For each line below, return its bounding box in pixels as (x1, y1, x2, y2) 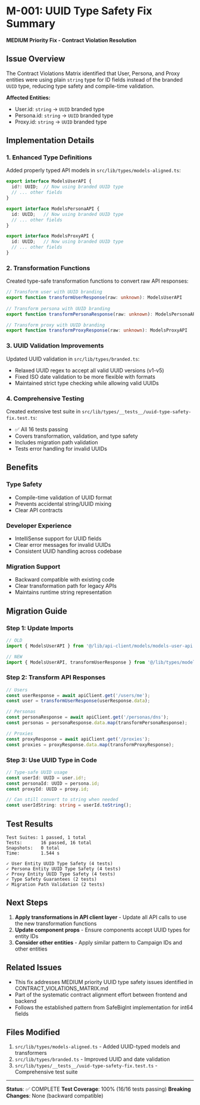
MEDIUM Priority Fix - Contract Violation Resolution (6, 36, 137, 44)
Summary (6, 17, 55, 30)
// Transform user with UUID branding (6, 289, 102, 295)
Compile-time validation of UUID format (14, 494, 112, 501)
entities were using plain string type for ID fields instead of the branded (6, 76, 183, 83)
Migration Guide (6, 606, 67, 616)
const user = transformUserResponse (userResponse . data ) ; (6, 698, 151, 704)
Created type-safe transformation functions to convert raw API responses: (6, 277, 189, 284)
